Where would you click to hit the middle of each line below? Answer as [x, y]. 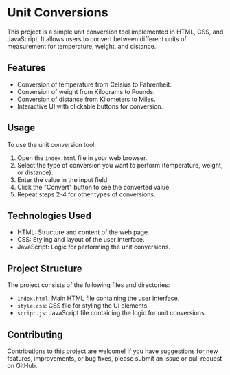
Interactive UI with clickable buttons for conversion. [90, 106]
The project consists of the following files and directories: [89, 285]
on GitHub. [22, 366]
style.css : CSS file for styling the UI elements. [83, 306]
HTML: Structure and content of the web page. [83, 232]
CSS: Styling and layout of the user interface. [81, 240]
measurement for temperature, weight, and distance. [82, 46]
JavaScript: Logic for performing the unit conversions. [93, 247]
